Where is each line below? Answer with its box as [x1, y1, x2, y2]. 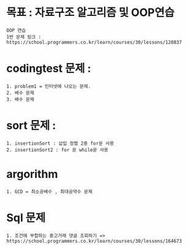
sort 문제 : [6, 119, 56, 132]
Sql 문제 [6, 211, 46, 224]
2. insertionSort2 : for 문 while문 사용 [6, 146, 108, 153]
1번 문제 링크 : [6, 34, 42, 40]
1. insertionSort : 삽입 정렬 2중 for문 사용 [6, 140, 115, 146]
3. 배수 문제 [6, 96, 35, 102]
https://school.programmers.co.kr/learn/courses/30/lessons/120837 [6, 39, 182, 45]
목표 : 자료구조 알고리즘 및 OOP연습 [6, 6, 175, 20]
